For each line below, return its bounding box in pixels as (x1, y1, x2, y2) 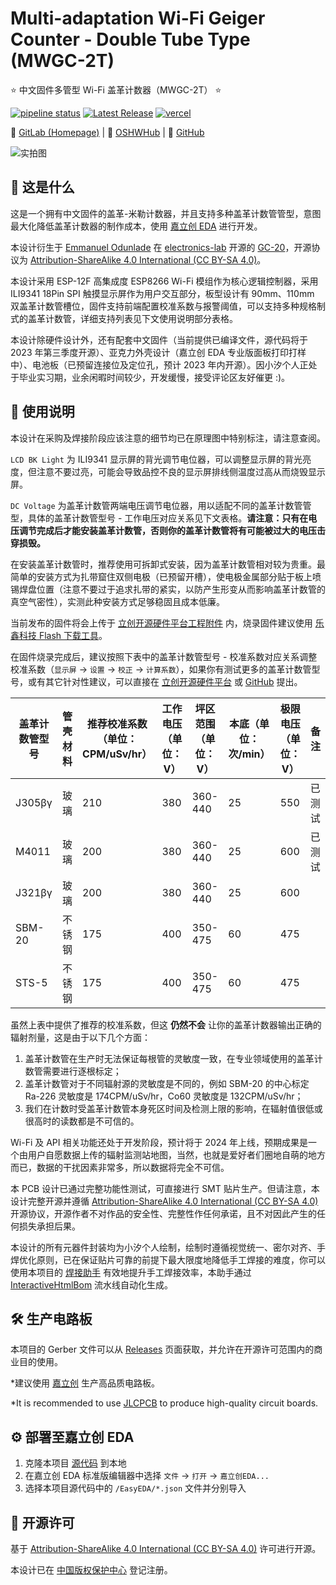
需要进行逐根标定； (42, 1065, 122, 1077)
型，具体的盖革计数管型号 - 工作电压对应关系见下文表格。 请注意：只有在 (10, 512, 309, 524)
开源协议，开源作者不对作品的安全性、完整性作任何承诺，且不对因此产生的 (10, 1207, 317, 1219)
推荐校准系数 (86, 717, 148, 731)
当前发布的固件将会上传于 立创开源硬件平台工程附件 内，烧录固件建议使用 (10, 617, 313, 629)
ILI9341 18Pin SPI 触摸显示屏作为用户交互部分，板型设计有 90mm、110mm (10, 287, 315, 299)
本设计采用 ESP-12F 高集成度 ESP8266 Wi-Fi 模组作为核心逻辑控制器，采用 (10, 275, 319, 287)
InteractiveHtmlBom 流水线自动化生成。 (10, 1278, 174, 1291)
